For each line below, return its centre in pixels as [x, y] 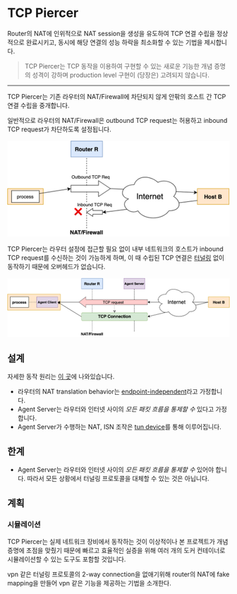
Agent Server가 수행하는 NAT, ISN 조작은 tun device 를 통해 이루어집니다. [120, 427]
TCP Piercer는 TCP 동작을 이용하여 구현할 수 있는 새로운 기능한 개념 [119, 66]
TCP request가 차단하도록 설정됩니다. [59, 129]
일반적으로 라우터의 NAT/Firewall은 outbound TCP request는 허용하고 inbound [117, 120]
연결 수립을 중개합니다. [38, 105]
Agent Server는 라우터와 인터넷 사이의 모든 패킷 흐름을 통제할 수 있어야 [116, 470]
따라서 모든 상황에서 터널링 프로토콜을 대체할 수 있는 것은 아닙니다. [118, 479]
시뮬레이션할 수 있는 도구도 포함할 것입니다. [67, 559]
